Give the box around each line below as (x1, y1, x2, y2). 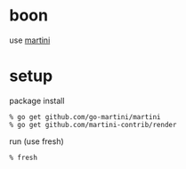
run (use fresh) (9, 135, 64, 147)
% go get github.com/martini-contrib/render (9, 120, 177, 129)
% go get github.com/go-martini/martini (9, 112, 162, 121)
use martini (9, 35, 51, 45)
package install (9, 95, 65, 106)
